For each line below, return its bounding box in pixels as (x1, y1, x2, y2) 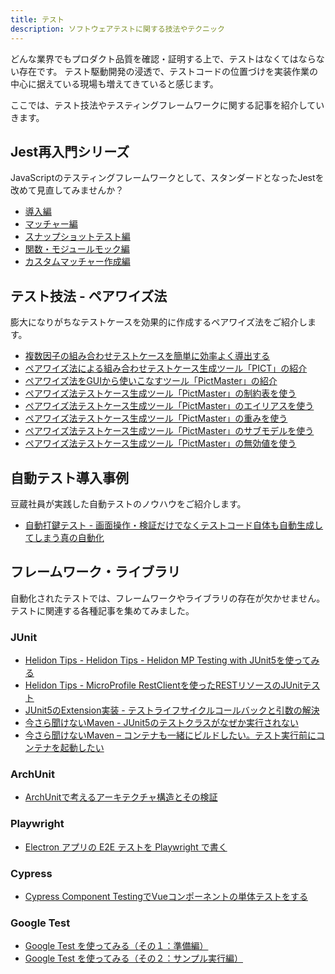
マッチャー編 (24, 218, 78, 230)
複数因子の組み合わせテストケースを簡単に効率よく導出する (24, 350, 271, 362)
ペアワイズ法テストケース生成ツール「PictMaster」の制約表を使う (24, 387, 297, 400)
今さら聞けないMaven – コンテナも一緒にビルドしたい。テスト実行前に (24, 729, 317, 741)
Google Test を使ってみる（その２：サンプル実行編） (24, 952, 243, 965)
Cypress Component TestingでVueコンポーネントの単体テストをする (24, 890, 308, 902)
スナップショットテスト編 (24, 231, 131, 243)
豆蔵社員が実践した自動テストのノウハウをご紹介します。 (10, 497, 247, 510)
